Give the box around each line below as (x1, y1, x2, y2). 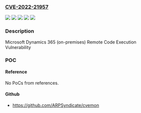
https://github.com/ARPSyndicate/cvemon (12, 102, 100, 108)
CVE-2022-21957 (5, 3, 49, 10)
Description (5, 28, 34, 35)
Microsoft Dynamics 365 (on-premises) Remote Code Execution (5, 39, 137, 45)
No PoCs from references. (5, 80, 59, 86)
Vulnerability (5, 44, 31, 50)
